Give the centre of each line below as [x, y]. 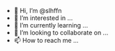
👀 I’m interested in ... [43, 18]
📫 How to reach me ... [46, 40]
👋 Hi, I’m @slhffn [38, 11]
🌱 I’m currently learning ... [51, 25]
